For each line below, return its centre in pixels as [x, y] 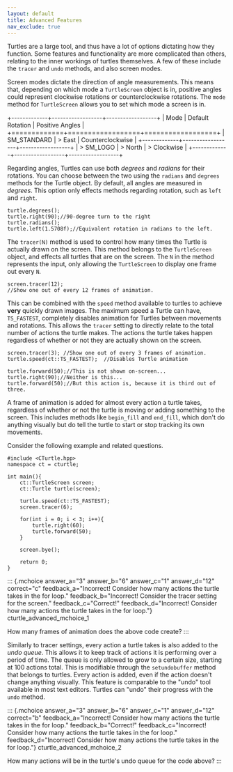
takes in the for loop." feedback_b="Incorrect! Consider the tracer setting [112, 596]
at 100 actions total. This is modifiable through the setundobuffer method [112, 667]
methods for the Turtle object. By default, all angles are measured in [105, 183]
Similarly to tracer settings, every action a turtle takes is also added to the [113, 645]
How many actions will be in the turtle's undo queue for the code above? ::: [115, 761]
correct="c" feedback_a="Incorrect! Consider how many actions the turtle [113, 589]
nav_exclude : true [34, 26]
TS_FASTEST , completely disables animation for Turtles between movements [114, 318]
